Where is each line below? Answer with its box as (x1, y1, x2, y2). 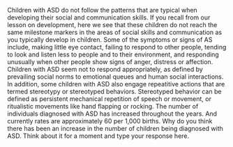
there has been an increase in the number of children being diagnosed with (7, 125, 223, 132)
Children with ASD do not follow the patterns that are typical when (7, 6, 197, 14)
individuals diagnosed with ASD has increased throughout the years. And (7, 109, 218, 118)
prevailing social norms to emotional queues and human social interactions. (7, 72, 224, 81)
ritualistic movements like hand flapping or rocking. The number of (7, 102, 199, 110)
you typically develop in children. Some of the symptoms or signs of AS (7, 36, 213, 44)
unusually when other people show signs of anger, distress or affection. (7, 58, 213, 65)
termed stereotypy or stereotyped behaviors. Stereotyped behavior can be (7, 87, 222, 95)
